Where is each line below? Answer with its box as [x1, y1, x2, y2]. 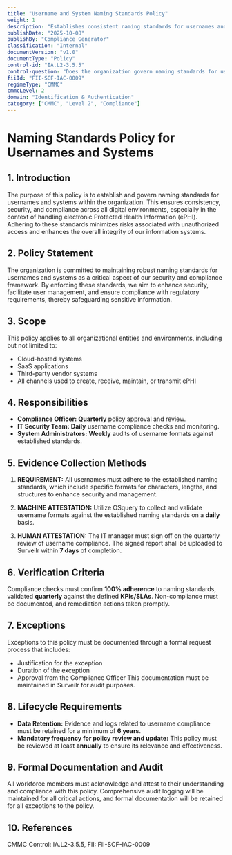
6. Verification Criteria [7, 566, 105, 578]
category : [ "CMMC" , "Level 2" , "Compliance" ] [7, 100, 140, 107]
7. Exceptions [7, 620, 66, 631]
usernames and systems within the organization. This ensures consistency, [7, 198, 221, 206]
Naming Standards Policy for [7, 130, 175, 146]
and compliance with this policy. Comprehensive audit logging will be [7, 787, 204, 795]
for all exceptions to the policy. [7, 802, 95, 810]
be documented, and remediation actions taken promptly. [7, 600, 171, 608]
